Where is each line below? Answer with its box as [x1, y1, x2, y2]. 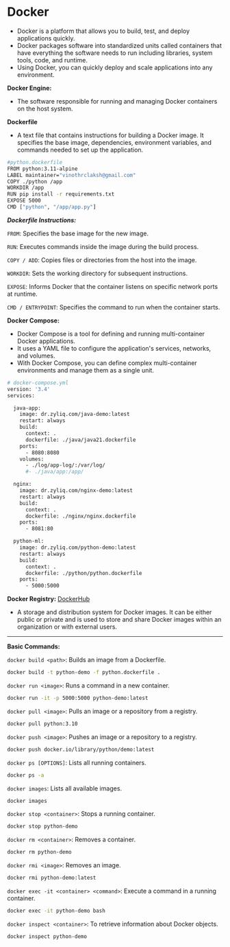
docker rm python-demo [7, 849, 72, 856]
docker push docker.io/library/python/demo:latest [7, 746, 155, 753]
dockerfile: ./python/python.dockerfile [25, 570, 142, 576]
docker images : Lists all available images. [7, 784, 122, 793]
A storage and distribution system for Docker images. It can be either [16, 608, 212, 616]
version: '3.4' [7, 386, 51, 393]
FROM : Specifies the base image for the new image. [7, 229, 149, 237]
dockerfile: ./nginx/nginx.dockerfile [25, 513, 136, 519]
